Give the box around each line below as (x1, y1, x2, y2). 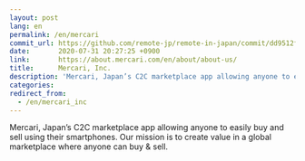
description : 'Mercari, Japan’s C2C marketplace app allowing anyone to (9, 72, 290, 81)
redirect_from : (9, 89, 67, 98)
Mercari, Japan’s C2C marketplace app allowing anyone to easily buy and (9, 122, 284, 133)
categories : (9, 80, 54, 90)
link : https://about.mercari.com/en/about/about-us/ (9, 55, 238, 64)
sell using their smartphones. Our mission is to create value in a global (9, 132, 272, 143)
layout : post (9, 13, 59, 23)
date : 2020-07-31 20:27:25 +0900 (9, 47, 161, 56)
